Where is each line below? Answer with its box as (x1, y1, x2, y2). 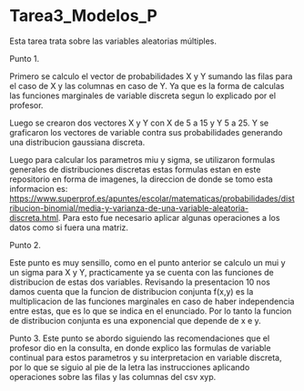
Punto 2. (9, 239, 41, 250)
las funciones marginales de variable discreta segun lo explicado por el (9, 90, 276, 101)
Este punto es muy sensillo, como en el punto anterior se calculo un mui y (9, 256, 286, 268)
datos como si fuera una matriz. (9, 222, 129, 233)
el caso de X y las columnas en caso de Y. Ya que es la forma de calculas (9, 80, 285, 91)
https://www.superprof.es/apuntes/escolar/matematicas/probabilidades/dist (9, 193, 295, 204)
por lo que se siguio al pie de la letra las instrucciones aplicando (9, 361, 250, 373)
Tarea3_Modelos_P (9, 5, 157, 26)
